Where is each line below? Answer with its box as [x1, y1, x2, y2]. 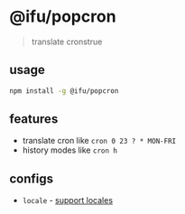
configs [9, 171, 54, 186]
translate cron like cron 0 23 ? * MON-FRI [22, 135, 177, 146]
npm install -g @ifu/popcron [9, 86, 119, 96]
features [9, 111, 59, 127]
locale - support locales [22, 195, 114, 206]
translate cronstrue [31, 36, 103, 47]
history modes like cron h [22, 144, 117, 155]
